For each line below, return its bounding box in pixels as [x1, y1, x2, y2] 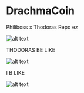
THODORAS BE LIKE [6, 46, 56, 54]
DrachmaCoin [6, 4, 75, 18]
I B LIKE [6, 69, 25, 76]
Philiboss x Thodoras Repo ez [6, 24, 78, 31]
